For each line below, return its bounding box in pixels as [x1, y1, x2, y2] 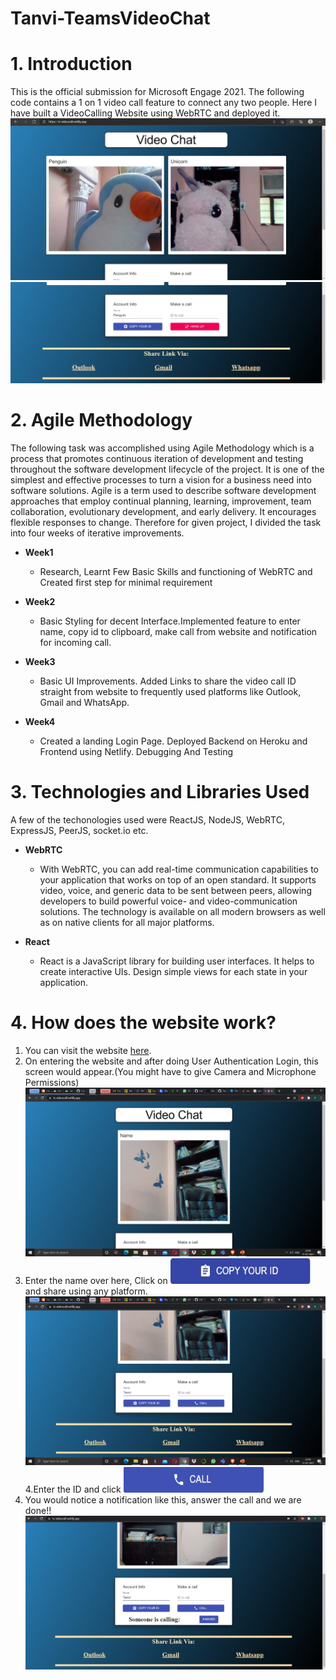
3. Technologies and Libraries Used [10, 781, 310, 804]
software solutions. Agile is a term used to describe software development [10, 484, 317, 496]
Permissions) [24, 1076, 80, 1088]
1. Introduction [10, 53, 133, 76]
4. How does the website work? [10, 1012, 277, 1034]
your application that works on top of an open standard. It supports [39, 873, 317, 886]
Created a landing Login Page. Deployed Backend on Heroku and [39, 735, 308, 747]
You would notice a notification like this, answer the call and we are [24, 1493, 302, 1506]
